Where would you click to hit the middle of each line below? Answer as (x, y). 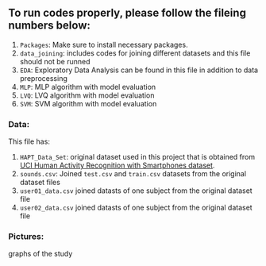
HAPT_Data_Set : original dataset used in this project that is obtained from (137, 157)
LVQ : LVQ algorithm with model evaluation (87, 95)
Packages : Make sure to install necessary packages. (104, 44)
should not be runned (55, 61)
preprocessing (43, 78)
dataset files (40, 183)
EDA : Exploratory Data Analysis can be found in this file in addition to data (139, 70)
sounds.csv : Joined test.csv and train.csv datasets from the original (133, 174)
